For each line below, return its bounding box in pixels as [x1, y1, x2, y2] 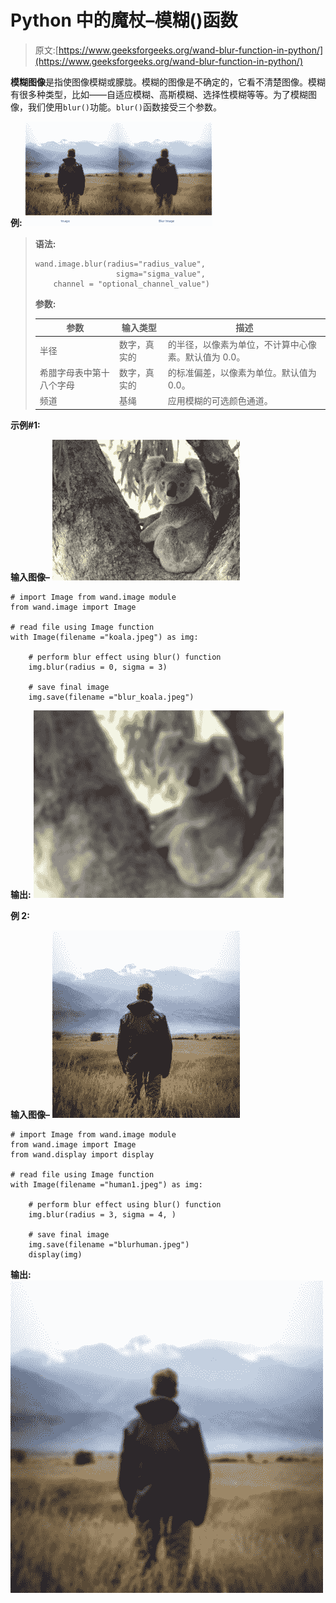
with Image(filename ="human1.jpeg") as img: [10, 1179, 203, 1190]
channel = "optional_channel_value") [53, 279, 210, 289]
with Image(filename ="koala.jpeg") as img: [10, 632, 199, 642]
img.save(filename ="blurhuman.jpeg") [28, 1239, 190, 1250]
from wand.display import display [10, 1149, 155, 1160]
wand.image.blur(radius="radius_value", [34, 259, 206, 269]
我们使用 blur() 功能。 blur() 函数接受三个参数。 [27, 101, 222, 113]
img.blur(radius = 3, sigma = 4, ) [28, 1209, 177, 1220]
